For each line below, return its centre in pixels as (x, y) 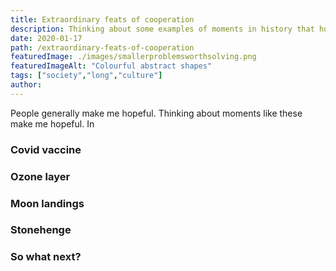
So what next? (46, 257)
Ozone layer (40, 176)
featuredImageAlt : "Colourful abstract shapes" (111, 66)
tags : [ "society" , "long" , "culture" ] (86, 76)
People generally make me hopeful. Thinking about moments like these (156, 113)
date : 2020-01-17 (46, 38)
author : (26, 85)
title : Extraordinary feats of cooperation (102, 19)
